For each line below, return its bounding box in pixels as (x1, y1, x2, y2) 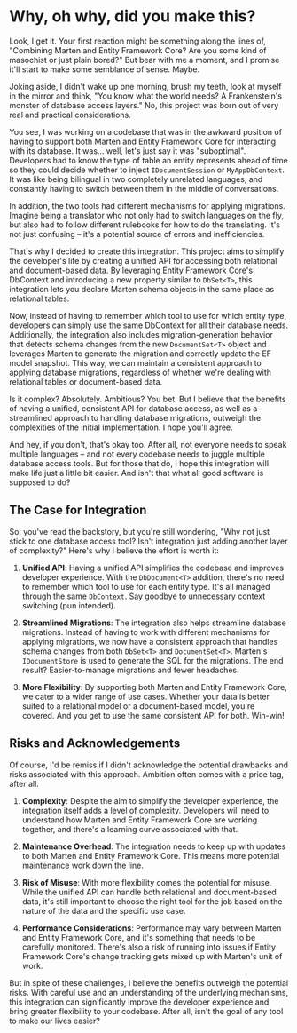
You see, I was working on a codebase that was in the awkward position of (9, 126, 282, 137)
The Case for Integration (9, 503, 147, 518)
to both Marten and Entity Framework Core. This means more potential (21, 850, 280, 861)
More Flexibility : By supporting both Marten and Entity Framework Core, (21, 681, 288, 692)
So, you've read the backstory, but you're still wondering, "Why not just (9, 526, 270, 536)
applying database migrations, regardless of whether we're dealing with (9, 367, 272, 377)
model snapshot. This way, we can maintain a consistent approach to (9, 357, 262, 368)
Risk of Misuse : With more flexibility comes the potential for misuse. (21, 877, 272, 887)
